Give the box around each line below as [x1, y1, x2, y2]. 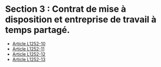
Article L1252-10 [12, 40, 46, 46]
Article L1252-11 [12, 46, 45, 52]
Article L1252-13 [12, 56, 46, 62]
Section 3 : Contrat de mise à [5, 3, 126, 15]
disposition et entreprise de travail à [5, 14, 157, 25]
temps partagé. [5, 25, 70, 35]
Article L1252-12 [12, 51, 46, 57]
